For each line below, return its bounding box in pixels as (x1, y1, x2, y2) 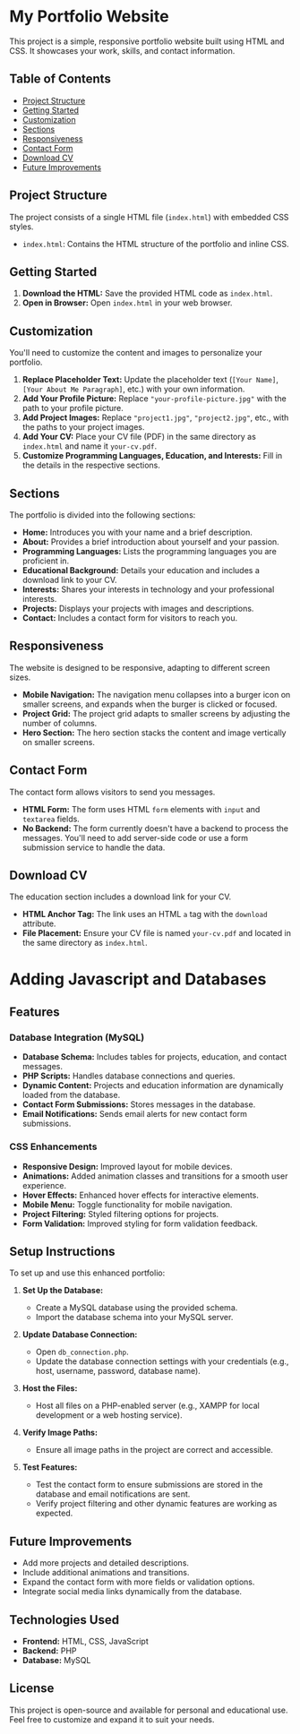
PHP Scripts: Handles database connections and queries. (21, 1070, 236, 1081)
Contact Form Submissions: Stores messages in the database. (21, 1099, 256, 1110)
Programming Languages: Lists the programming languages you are (21, 546, 278, 556)
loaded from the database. (21, 1090, 121, 1101)
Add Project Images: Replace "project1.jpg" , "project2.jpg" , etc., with (21, 412, 289, 423)
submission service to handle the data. (21, 842, 166, 853)
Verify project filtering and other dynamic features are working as (35, 1498, 278, 1509)
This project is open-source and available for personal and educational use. (9, 1704, 288, 1715)
